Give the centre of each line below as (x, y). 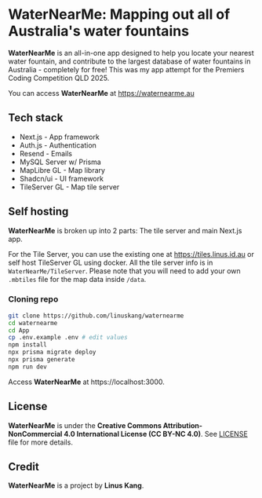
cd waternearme (33, 323)
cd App (19, 330)
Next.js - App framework (59, 137)
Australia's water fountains (99, 31)
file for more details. (40, 442)
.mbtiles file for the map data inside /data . (77, 279)
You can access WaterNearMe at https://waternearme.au (101, 93)
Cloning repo (33, 299)
